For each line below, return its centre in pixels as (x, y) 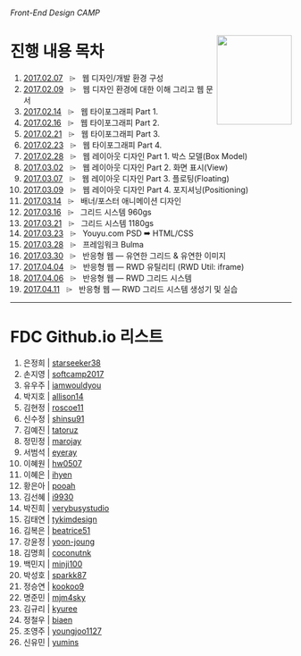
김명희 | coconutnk (57, 553)
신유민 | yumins (51, 643)
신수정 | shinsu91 (54, 419)
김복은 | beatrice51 (57, 531)
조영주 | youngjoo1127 (62, 631)
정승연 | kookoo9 (53, 586)
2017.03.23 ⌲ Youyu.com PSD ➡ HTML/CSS (109, 233)
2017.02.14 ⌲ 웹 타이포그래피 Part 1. (91, 111)
